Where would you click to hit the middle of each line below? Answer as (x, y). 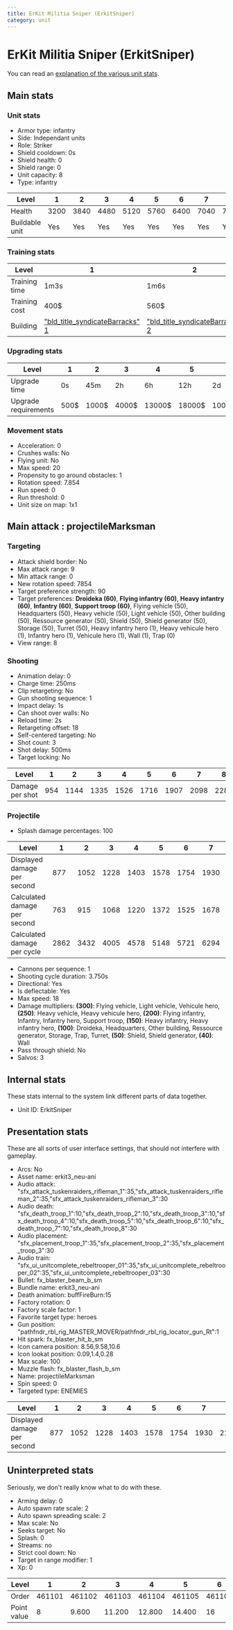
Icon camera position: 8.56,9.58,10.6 (69, 1346)
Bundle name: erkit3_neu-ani (59, 1287)
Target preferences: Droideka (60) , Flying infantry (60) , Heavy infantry (121, 598)
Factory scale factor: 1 (49, 1309)
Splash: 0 (31, 1538)
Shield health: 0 (40, 160)
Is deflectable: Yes (44, 991)
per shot (24, 795)
